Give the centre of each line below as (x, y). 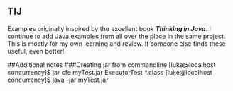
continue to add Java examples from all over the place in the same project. (116, 36)
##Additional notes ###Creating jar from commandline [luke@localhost (112, 65)
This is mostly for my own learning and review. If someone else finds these (116, 43)
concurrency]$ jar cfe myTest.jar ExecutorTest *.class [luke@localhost (110, 72)
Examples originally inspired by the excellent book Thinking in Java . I (109, 28)
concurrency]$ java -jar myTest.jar (58, 80)
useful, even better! (36, 51)
